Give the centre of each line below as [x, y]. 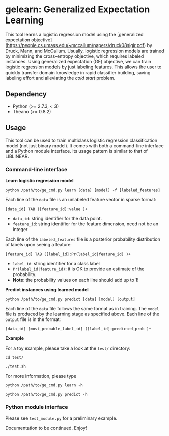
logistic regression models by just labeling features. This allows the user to [83, 67]
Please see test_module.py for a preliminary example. [61, 418]
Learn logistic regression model [39, 180]
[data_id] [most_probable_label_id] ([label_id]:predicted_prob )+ [78, 329]
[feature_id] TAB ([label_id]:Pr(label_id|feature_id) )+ [68, 254]
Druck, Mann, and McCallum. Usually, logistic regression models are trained [85, 51]
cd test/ [15, 357]
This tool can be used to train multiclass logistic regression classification [81, 140]
